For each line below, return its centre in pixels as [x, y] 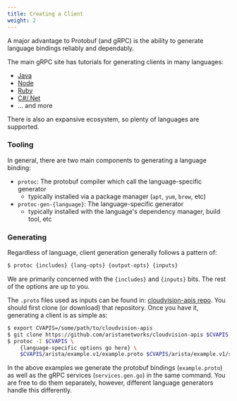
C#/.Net [29, 98]
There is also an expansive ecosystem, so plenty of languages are [103, 119]
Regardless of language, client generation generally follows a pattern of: [112, 253]
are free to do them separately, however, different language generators [110, 383]
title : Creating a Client [45, 14]
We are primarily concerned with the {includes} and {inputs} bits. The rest [117, 279]
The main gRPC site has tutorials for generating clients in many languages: [116, 61]
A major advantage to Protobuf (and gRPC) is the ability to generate [105, 40]
